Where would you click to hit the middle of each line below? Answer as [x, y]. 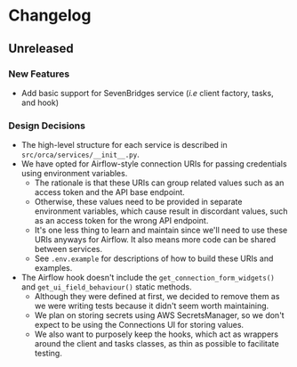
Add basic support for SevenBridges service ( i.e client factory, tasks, [147, 93]
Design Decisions [47, 126]
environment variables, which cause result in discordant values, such [161, 211]
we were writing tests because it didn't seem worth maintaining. [152, 306]
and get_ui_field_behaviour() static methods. [106, 287]
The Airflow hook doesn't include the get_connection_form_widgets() [148, 278]
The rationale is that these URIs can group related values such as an [159, 183]
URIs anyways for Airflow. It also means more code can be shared [155, 240]
